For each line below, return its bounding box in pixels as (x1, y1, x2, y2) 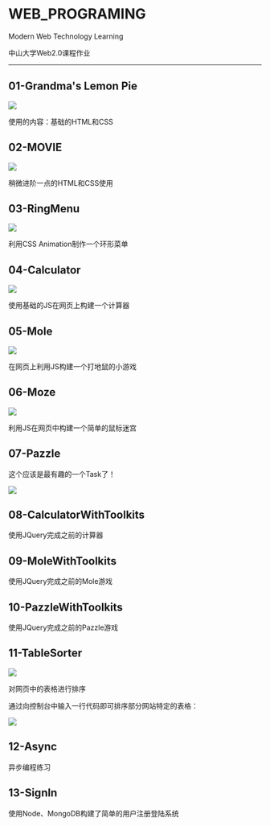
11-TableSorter (8, 647, 83, 660)
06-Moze (8, 385, 56, 399)
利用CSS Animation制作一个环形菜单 (8, 239, 129, 249)
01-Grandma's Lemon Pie (8, 80, 138, 93)
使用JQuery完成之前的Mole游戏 (8, 577, 113, 586)
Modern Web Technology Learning (8, 31, 124, 41)
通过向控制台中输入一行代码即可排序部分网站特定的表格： (8, 701, 198, 710)
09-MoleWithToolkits (8, 554, 117, 568)
